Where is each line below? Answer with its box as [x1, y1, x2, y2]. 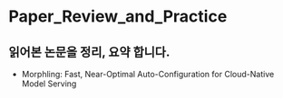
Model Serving [21, 78, 77, 89]
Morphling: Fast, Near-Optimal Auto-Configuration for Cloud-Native [21, 69, 275, 79]
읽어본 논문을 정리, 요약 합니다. [8, 44, 171, 59]
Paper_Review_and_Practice [8, 6, 228, 27]
